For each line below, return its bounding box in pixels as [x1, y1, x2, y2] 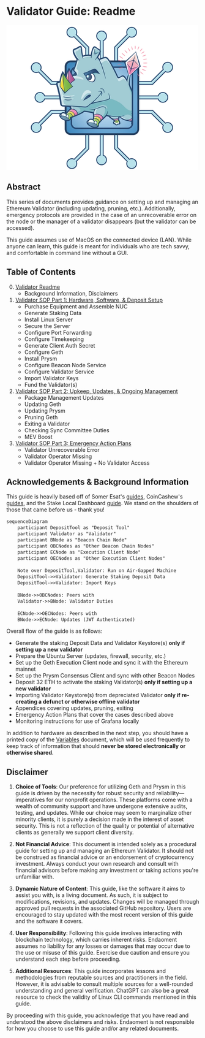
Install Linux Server [24, 316, 73, 323]
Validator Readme [15, 283, 60, 291]
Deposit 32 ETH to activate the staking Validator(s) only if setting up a [15, 679, 193, 686]
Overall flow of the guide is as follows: [6, 627, 103, 635]
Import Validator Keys [24, 374, 79, 381]
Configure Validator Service [24, 368, 95, 375]
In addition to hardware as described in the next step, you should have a [6, 730, 188, 737]
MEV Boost [24, 433, 53, 440]
